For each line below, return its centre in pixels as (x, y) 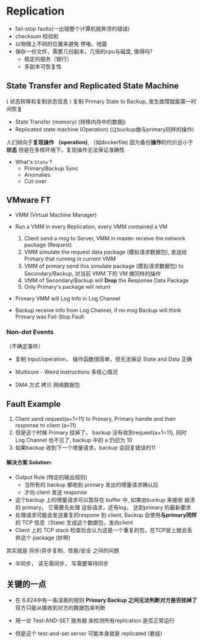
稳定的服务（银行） (48, 59)
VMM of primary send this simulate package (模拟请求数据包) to (104, 266)
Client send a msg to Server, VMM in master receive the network (105, 238)
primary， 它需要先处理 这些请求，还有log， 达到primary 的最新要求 (107, 507)
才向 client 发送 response (55, 492)
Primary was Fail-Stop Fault (50, 317)
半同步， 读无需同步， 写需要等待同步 (62, 563)
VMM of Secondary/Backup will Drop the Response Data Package (106, 280)
